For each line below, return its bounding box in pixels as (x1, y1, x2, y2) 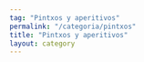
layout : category (9, 38, 76, 48)
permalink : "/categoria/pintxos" (9, 22, 137, 31)
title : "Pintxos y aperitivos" (9, 30, 129, 39)
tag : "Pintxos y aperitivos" (9, 13, 120, 23)
